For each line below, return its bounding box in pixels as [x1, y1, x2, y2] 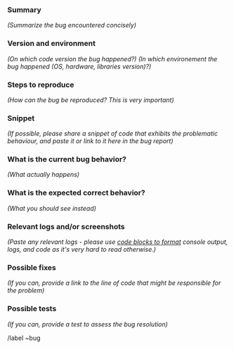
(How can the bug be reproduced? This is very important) [7, 95, 174, 104]
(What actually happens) [7, 171, 79, 179]
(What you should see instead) [7, 204, 97, 212]
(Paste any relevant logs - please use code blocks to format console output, [7, 238, 228, 246]
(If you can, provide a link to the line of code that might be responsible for [7, 278, 221, 287]
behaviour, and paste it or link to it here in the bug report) [7, 137, 174, 145]
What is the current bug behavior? [7, 154, 126, 164]
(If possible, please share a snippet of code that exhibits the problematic [7, 129, 218, 138]
